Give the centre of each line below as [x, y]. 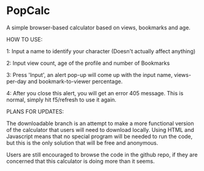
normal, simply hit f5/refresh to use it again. [61, 100]
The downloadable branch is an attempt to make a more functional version [100, 123]
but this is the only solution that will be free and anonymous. [82, 143]
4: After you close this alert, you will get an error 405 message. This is [95, 93]
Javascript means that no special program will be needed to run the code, [100, 136]
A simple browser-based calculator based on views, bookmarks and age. [99, 27]
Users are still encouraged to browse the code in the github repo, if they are [102, 155]
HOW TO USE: [25, 39]
